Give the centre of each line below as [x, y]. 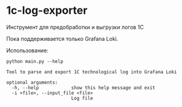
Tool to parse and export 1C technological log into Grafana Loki [92, 72]
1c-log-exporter [47, 11]
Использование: [27, 50]
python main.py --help [35, 61]
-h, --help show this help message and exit [83, 88]
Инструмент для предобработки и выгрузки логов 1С [75, 27]
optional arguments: [32, 82]
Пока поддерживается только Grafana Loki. [62, 38]
